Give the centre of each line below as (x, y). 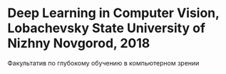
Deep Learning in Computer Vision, (113, 13)
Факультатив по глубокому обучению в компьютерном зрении (103, 63)
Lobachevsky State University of (106, 28)
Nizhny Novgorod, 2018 (79, 43)
